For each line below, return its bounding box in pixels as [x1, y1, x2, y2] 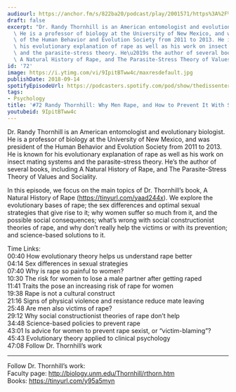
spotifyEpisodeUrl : [7, 82, 65, 89]
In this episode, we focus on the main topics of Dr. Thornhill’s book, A [7, 185, 209, 194]
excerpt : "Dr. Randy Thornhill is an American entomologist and [7, 23, 199, 30]
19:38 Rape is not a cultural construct [7, 289, 115, 297]
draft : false [7, 17, 46, 24]
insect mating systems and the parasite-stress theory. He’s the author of [7, 157, 216, 166]
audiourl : [7, 10, 37, 18]
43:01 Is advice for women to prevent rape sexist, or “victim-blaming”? [7, 326, 211, 334]
